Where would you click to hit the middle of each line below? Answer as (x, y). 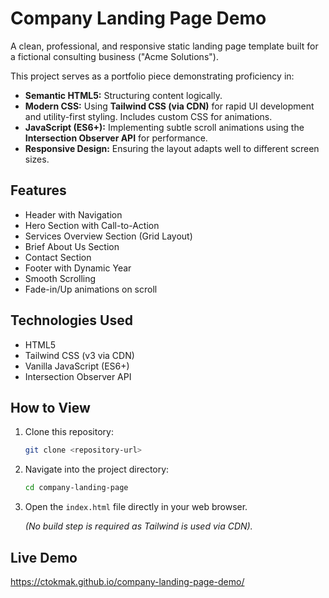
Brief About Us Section (72, 246)
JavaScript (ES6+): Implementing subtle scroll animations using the (164, 127)
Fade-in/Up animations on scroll (91, 289)
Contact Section (58, 257)
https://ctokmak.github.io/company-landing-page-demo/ (127, 581)
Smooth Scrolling (60, 278)
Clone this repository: (69, 432)
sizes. (37, 159)
